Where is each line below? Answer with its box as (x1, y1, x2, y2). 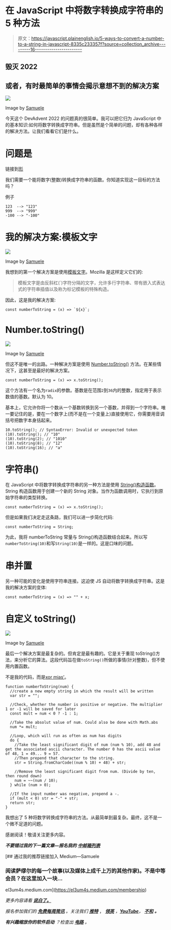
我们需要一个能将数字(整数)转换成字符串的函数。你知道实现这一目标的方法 (5, 177, 160, 183)
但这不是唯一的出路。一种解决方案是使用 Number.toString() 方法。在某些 (5, 361, 157, 367)
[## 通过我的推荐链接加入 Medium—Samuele (5, 853, 100, 859)
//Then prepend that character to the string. (14, 755, 115, 761)
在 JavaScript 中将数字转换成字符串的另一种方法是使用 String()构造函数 (5, 481, 154, 487)
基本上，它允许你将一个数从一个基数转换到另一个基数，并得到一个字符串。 (5, 404, 161, 410)
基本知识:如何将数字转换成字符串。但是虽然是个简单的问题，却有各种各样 (9, 122, 163, 128)
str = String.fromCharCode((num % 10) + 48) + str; (14, 760, 126, 765)
